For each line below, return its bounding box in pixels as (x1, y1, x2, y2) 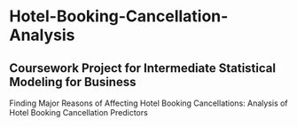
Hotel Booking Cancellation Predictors (9, 107, 148, 117)
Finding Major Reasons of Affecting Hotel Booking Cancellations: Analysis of (9, 98, 288, 108)
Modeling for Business (9, 74, 137, 90)
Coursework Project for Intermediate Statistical (9, 60, 277, 75)
